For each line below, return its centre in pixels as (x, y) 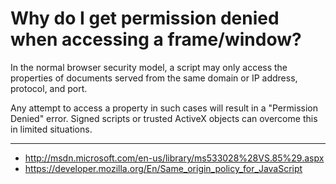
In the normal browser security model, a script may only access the (149, 67)
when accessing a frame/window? (156, 39)
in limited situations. (51, 129)
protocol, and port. (49, 88)
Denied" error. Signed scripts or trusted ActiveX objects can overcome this (164, 118)
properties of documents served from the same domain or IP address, (154, 78)
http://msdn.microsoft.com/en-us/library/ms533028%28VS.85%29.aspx (174, 158)
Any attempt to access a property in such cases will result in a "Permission (164, 108)
